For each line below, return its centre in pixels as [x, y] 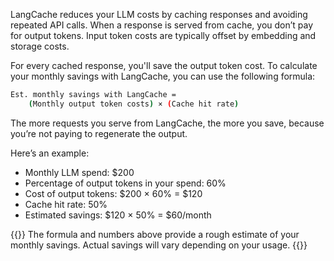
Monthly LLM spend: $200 [79, 172]
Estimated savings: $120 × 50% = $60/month [118, 215]
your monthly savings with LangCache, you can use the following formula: [163, 76]
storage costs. [40, 46]
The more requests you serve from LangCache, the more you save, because [167, 123]
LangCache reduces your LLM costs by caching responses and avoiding [159, 14]
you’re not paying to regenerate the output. [99, 133]
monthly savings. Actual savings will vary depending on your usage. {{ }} [159, 245]
